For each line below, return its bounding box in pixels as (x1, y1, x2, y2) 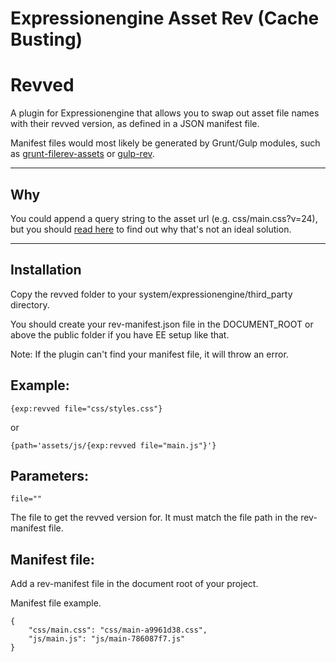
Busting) (10, 28, 83, 51)
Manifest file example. (10, 597, 102, 609)
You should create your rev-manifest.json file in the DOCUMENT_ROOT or (10, 318, 314, 330)
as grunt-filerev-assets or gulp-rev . (10, 148, 155, 160)
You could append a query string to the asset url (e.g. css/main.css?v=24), (10, 212, 318, 224)
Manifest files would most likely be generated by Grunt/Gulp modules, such (10, 137, 321, 149)
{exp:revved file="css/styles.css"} (10, 403, 163, 414)
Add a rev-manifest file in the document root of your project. (10, 578, 259, 590)
